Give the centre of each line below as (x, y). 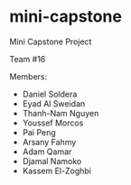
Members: (28, 76)
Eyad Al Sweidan (54, 103)
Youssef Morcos (53, 123)
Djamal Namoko (52, 161)
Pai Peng (39, 132)
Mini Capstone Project (51, 42)
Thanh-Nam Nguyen (61, 113)
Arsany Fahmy (49, 142)
